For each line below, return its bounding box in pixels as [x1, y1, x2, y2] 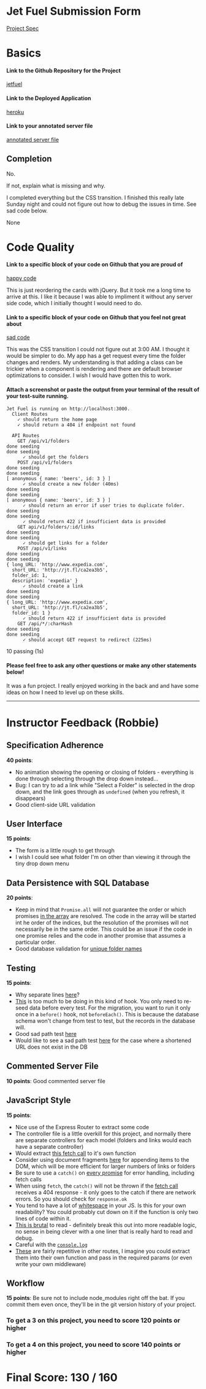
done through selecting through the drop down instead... [15, 775, 158, 782]
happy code [6, 274, 37, 282]
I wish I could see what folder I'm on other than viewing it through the [15, 854, 191, 861]
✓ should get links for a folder [22, 540, 109, 547]
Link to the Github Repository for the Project [6, 66, 121, 74]
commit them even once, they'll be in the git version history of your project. [6, 1301, 196, 1309]
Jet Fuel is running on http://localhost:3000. [6, 406, 131, 412]
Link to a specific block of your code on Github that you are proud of [6, 261, 183, 268]
